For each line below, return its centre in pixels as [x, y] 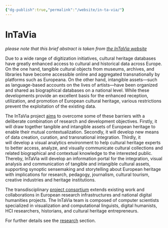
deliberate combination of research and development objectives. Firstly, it [81, 121]
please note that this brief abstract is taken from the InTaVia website [76, 49]
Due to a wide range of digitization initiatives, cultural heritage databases [81, 58]
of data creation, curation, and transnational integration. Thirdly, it [73, 137]
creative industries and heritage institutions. [51, 180]
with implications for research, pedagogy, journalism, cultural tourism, [77, 174]
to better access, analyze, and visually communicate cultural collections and [84, 148]
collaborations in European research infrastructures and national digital [78, 195]
